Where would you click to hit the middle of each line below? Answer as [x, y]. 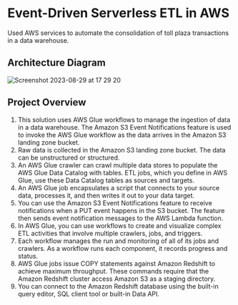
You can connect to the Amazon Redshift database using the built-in [118, 286]
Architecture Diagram [56, 63]
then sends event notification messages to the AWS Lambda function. [120, 218]
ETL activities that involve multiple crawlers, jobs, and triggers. [110, 233]
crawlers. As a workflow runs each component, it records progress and [123, 248]
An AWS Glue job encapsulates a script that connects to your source [119, 187]
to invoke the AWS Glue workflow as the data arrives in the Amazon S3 [122, 135]
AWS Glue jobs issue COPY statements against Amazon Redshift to [116, 263]
